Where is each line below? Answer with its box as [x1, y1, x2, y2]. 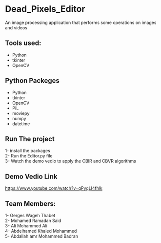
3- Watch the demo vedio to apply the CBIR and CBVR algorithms [5, 158, 137, 164]
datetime [12, 121, 30, 127]
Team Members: [5, 199, 56, 208]
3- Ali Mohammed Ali [5, 223, 48, 228]
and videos [5, 24, 28, 30]
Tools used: [5, 39, 41, 47]
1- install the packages [5, 148, 50, 154]
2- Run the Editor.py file [5, 153, 53, 159]
